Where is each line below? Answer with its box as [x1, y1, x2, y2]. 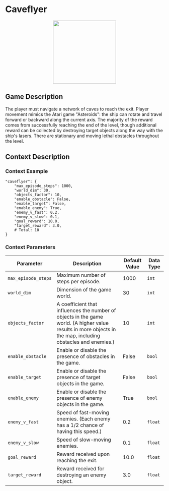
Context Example [5, 168, 48, 175]
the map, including [56, 332, 101, 339]
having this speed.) [56, 427, 102, 435]
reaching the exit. [56, 457, 98, 464]
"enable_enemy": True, [14, 206, 62, 211]
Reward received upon [56, 450, 110, 457]
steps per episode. [56, 278, 101, 285]
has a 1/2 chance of [56, 421, 104, 428]
